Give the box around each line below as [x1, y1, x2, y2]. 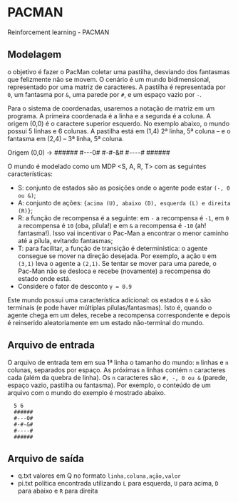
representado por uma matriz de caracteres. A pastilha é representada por [7, 83, 226, 91]
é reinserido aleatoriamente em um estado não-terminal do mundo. [7, 318, 205, 327]
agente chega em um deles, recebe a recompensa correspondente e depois [7, 311, 231, 319]
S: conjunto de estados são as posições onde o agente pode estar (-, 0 [17, 183, 230, 192]
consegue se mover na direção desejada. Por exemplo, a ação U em [17, 251, 217, 260]
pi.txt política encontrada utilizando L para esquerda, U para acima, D [17, 479, 219, 488]
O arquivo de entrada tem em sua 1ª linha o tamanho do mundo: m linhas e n [7, 358, 229, 367]
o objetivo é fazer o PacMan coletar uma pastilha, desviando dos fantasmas [7, 67, 230, 76]
